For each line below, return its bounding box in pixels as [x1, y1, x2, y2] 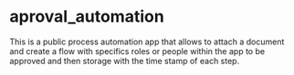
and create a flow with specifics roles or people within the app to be [9, 45, 266, 56]
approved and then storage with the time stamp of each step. [9, 55, 240, 66]
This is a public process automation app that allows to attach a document [9, 36, 285, 47]
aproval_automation [9, 6, 164, 27]
